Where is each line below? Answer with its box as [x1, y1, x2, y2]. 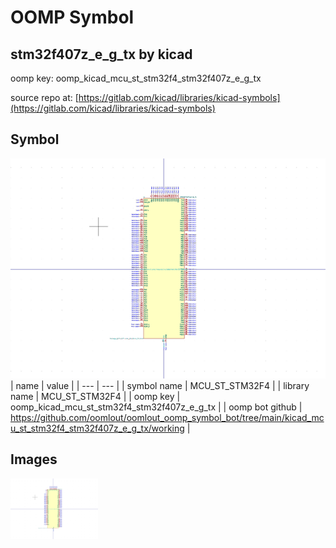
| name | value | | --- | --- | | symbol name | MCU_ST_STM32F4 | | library [10, 379, 310, 391]
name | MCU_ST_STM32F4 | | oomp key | [10, 390, 181, 402]
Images [10, 451, 58, 468]
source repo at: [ [10, 92, 79, 103]
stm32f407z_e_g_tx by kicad [10, 46, 193, 63]
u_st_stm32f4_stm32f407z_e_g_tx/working [10, 422, 185, 434]
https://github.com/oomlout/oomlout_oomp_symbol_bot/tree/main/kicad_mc [10, 411, 325, 423]
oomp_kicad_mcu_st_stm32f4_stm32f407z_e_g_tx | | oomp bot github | [10, 401, 303, 413]
